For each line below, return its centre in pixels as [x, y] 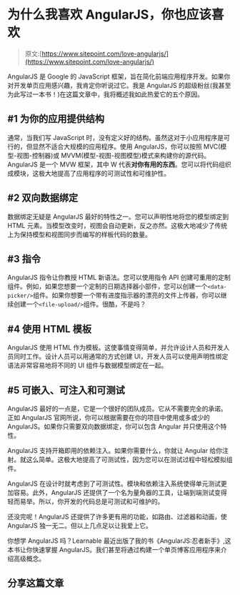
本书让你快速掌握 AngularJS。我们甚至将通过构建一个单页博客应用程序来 [114, 550]
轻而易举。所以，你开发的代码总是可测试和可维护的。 [86, 501]
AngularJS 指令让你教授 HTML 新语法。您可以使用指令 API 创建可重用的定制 [119, 277]
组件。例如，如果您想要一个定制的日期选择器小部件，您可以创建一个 [107, 286]
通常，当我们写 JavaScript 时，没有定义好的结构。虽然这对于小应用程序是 [116, 137]
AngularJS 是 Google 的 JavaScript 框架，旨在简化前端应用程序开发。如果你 [119, 76]
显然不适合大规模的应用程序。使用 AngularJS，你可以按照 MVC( [126, 146]
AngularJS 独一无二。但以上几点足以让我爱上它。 [80, 525]
